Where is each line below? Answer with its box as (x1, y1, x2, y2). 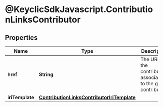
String (38, 71, 54, 77)
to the (140, 80, 154, 87)
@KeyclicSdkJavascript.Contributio (5, 4, 153, 15)
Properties (5, 33, 38, 42)
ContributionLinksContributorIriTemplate (38, 94, 136, 101)
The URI (140, 56, 159, 62)
